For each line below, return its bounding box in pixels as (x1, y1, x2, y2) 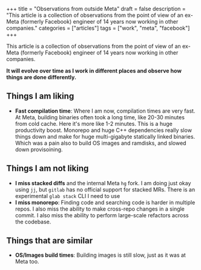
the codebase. (15, 218, 51, 225)
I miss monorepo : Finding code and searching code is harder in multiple (15, 199, 196, 206)
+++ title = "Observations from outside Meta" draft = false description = (6, 5, 186, 12)
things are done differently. (6, 74, 77, 81)
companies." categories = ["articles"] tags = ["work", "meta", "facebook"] (6, 24, 190, 31)
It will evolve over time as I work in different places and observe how (6, 67, 182, 74)
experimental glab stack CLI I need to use (15, 192, 120, 199)
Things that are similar (6, 235, 93, 246)
